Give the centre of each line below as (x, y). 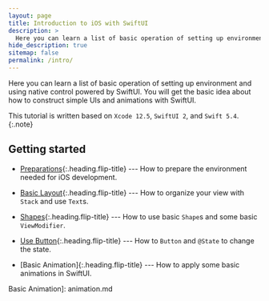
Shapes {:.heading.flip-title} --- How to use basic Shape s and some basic (139, 216)
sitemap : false (34, 53)
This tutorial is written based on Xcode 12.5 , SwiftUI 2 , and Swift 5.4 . (124, 115)
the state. (36, 249)
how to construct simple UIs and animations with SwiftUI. (102, 100)
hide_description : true (48, 46)
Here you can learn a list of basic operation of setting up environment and (130, 83)
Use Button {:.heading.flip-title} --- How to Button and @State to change (137, 240)
